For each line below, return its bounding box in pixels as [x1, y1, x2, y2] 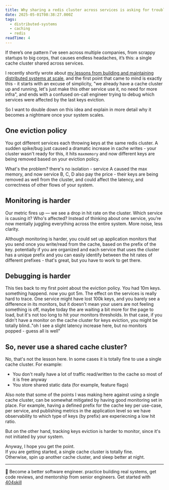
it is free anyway [12, 376, 47, 383]
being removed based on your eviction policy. [5, 156, 100, 162]
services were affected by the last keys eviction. [5, 96, 106, 102]
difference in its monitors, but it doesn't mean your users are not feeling [5, 301, 154, 307]
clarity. [5, 226, 20, 232]
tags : [5, 17, 17, 22]
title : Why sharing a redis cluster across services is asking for [5, 7, 150, 13]
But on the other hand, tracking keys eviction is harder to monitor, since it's [5, 428, 161, 434]
